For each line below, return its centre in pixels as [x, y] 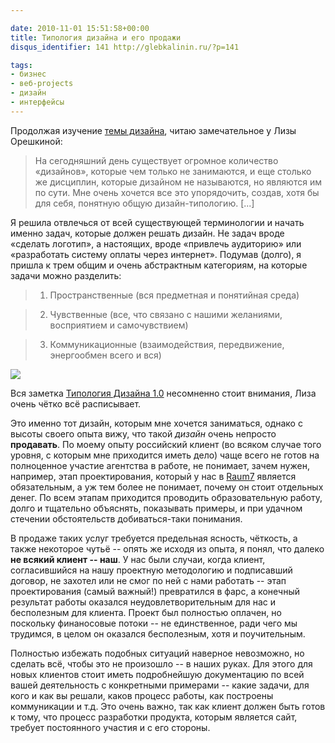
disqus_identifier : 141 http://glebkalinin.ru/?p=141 [125, 47]
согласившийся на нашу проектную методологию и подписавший [151, 570]
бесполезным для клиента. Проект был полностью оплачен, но [146, 612]
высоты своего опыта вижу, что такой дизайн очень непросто [143, 433]
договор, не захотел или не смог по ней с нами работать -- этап [148, 580]
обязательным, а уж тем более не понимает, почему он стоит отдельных [167, 487]
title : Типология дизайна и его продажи [96, 37]
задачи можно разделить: [66, 275]
